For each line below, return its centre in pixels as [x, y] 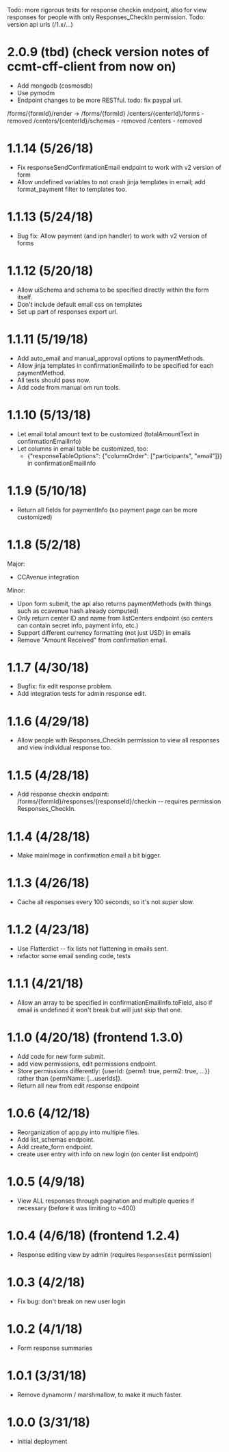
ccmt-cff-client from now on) [92, 67]
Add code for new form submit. [61, 1056]
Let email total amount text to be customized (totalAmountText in [108, 434]
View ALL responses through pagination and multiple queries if [106, 1201]
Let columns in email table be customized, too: [82, 449]
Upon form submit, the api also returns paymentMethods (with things [114, 603]
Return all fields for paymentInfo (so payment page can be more [107, 510]
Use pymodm [36, 92]
